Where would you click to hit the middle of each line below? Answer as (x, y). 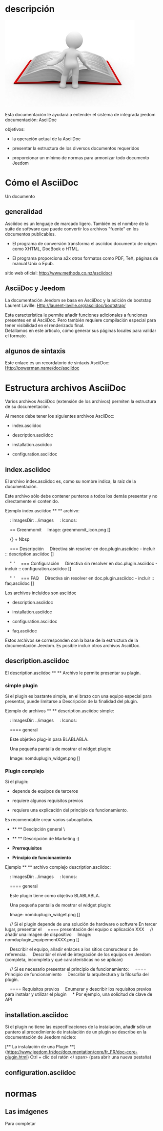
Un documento (20, 196)
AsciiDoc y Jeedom (35, 289)
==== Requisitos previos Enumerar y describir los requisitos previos (80, 989)
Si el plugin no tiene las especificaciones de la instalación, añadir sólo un (78, 1027)
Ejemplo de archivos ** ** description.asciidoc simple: (60, 711)
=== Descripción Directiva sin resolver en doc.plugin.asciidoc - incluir (82, 549)
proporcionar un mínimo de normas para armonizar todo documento (81, 157)
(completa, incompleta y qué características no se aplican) (64, 960)
